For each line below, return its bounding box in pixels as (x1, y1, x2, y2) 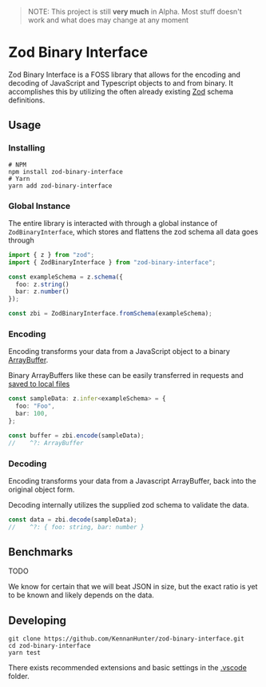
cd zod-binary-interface (8, 642, 91, 650)
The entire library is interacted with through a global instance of (8, 218, 218, 227)
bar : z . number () (15, 287, 69, 295)
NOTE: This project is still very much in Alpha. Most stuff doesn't (27, 7, 242, 16)
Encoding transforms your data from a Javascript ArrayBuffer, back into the (8, 476, 257, 485)
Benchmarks (8, 545, 73, 559)
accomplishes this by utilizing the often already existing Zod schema (8, 86, 234, 96)
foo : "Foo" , (15, 402, 56, 411)
